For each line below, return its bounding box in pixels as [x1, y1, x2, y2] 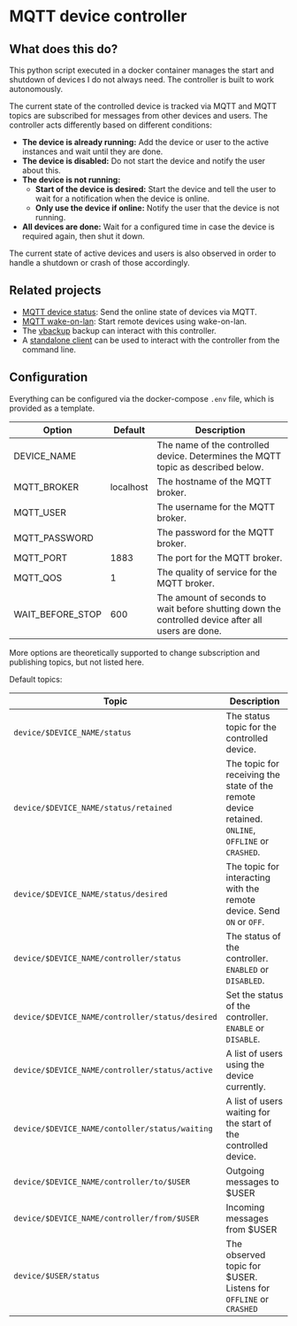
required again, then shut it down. [21, 231, 145, 241]
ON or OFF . [225, 915, 265, 928]
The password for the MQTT [156, 526, 275, 538]
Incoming [225, 1201, 265, 1214]
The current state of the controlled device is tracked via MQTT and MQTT [9, 101, 278, 112]
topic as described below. [156, 460, 264, 473]
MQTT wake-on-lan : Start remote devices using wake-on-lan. [21, 316, 247, 327]
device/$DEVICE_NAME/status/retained [13, 803, 172, 813]
